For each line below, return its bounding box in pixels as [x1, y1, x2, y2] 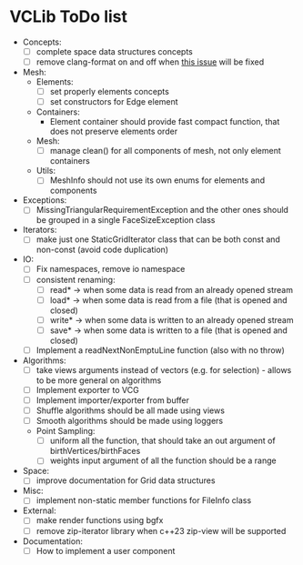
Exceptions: [22, 195, 67, 206]
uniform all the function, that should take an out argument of [49, 435, 276, 447]
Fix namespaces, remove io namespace [35, 264, 186, 275]
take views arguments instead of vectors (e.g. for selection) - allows [35, 364, 292, 375]
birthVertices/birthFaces [49, 446, 141, 457]
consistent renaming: [35, 274, 116, 285]
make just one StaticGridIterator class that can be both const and [35, 234, 280, 245]
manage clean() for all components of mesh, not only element [49, 146, 282, 156]
